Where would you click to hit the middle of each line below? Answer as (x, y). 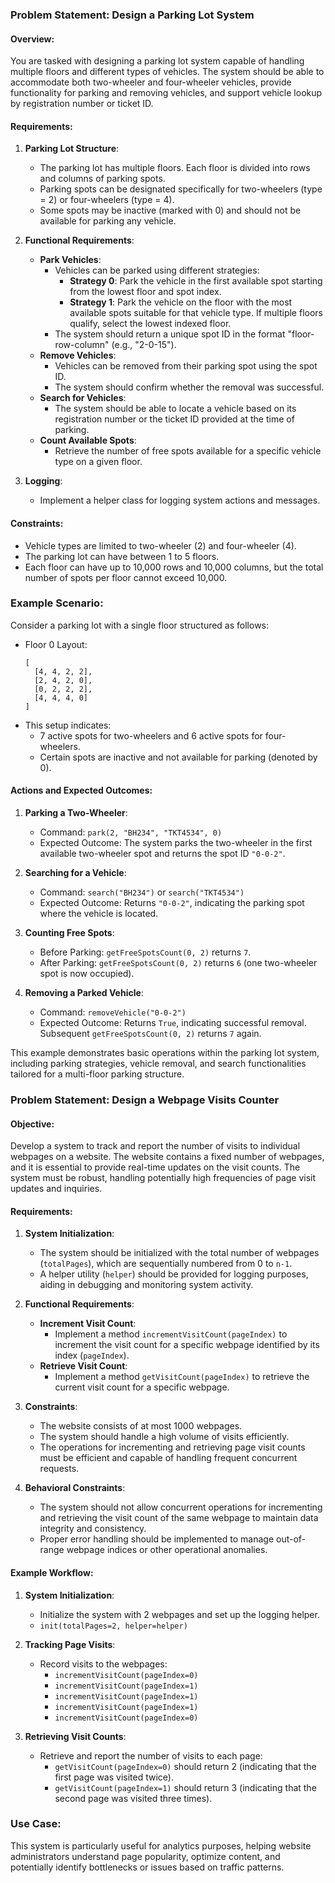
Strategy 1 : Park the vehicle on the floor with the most (181, 302)
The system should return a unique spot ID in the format (170, 334)
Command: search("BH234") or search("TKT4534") (142, 892)
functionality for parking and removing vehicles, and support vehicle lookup (166, 93)
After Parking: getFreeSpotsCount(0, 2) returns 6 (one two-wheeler (178, 963)
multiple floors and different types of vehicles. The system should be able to (167, 72)
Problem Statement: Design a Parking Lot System (132, 15)
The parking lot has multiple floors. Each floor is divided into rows (175, 168)
